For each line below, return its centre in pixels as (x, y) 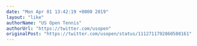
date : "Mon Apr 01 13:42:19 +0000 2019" (58, 12)
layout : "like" (25, 17)
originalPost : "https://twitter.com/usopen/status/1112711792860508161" (99, 34)
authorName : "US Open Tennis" (44, 23)
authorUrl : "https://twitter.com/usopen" (59, 28)
